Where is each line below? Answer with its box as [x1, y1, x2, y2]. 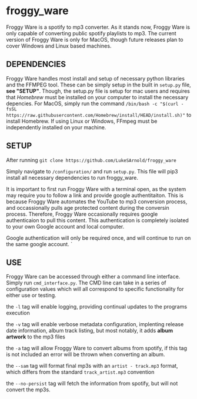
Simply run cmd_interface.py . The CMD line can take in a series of [6, 279, 166, 286]
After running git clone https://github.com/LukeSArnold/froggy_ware [6, 156, 176, 163]
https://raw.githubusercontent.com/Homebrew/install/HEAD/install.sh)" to [6, 111, 192, 118]
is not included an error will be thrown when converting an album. [6, 351, 165, 358]
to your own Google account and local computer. [6, 223, 125, 230]
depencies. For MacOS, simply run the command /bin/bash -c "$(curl [6, 100, 179, 107]
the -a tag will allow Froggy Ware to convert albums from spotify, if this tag [6, 345, 187, 352]
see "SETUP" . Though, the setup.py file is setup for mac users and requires [6, 87, 190, 95]
